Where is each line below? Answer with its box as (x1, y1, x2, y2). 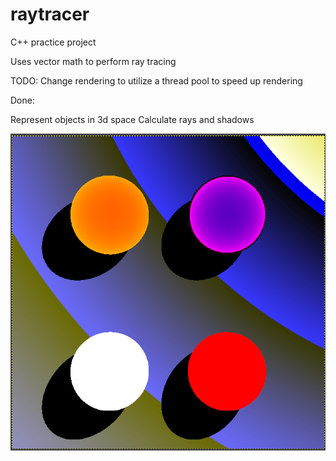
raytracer (10, 3, 90, 26)
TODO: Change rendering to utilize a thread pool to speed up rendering (10, 74, 303, 87)
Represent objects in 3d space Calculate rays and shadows (10, 113, 255, 125)
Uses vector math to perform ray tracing (10, 55, 177, 67)
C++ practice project (10, 36, 97, 48)
